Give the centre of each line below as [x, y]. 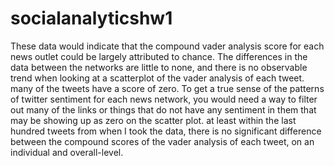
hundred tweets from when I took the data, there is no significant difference [166, 131]
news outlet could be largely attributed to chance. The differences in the [159, 56]
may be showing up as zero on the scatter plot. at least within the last [153, 120]
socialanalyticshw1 [91, 18]
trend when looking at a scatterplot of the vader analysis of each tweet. [157, 78]
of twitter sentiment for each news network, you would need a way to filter [164, 99]
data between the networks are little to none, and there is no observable [159, 67]
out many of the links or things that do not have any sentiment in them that [163, 109]
